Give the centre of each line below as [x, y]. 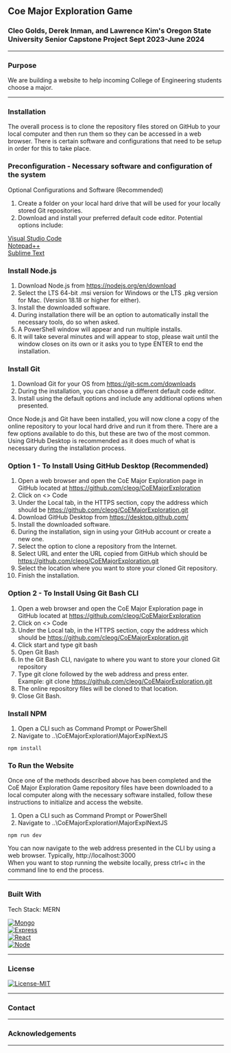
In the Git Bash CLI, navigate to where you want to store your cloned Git [119, 659]
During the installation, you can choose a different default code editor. [117, 391]
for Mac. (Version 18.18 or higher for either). [79, 300]
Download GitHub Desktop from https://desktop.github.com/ [103, 517]
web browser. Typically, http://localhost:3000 [72, 855]
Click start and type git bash [58, 645]
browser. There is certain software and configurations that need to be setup [115, 141]
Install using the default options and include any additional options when [120, 399]
